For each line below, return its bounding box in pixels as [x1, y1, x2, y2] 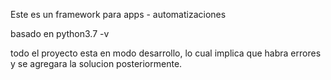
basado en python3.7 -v [10, 28, 110, 39]
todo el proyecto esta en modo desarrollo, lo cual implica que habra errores [10, 47, 322, 59]
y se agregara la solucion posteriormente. [10, 58, 183, 69]
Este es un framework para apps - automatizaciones [10, 9, 227, 20]
